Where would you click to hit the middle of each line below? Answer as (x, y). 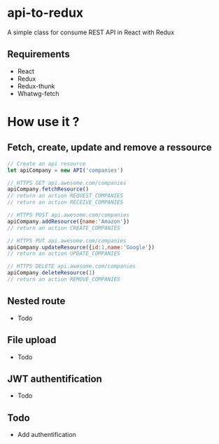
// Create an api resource (47, 164)
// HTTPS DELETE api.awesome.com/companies (72, 266)
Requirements (38, 54)
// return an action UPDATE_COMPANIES (64, 254)
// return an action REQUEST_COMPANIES (65, 196)
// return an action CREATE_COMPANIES (64, 228)
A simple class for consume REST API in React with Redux (91, 32)
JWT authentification (55, 379)
